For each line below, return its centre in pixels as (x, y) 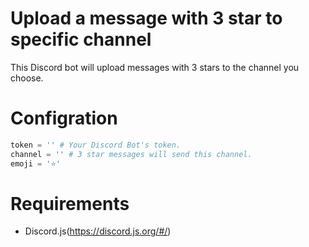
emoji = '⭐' (35, 163)
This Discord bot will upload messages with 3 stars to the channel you (155, 67)
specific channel (81, 39)
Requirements (70, 203)
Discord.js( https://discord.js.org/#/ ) (98, 231)
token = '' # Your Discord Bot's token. (96, 145)
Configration (64, 118)
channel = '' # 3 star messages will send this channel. (131, 154)
